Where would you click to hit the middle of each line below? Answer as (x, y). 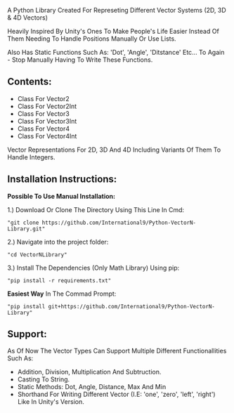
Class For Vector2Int (47, 106)
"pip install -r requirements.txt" (59, 280)
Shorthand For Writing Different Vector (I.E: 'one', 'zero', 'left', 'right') (116, 394)
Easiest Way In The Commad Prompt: (62, 294)
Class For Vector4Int (47, 136)
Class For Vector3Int (47, 121)
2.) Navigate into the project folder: (58, 242)
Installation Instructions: (62, 179)
